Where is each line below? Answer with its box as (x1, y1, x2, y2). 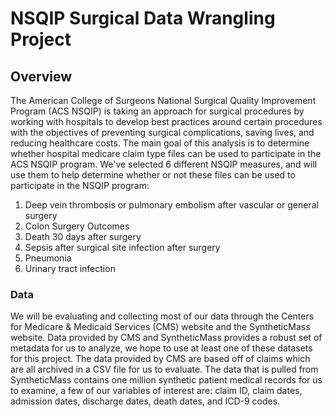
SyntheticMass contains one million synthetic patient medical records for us (10, 374, 323, 386)
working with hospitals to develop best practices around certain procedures (10, 116, 323, 127)
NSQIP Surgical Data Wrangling (10, 7, 276, 30)
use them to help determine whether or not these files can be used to (10, 169, 296, 181)
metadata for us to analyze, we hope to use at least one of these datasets (10, 342, 313, 354)
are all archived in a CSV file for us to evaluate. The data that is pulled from (10, 363, 319, 376)
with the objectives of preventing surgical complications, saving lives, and (10, 127, 315, 138)
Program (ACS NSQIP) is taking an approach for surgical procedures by (10, 105, 305, 117)
